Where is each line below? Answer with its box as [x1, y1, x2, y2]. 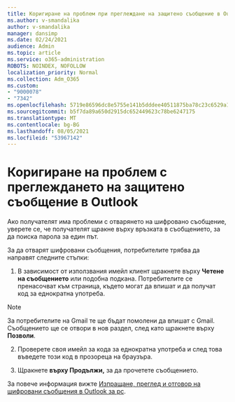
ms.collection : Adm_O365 [7, 75, 80, 83]
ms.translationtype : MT [7, 114, 77, 121]
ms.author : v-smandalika [7, 17, 80, 24]
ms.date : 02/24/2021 [7, 36, 68, 43]
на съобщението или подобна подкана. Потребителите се [17, 274, 193, 283]
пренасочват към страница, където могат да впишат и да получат [17, 282, 216, 290]
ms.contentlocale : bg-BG [7, 121, 80, 128]
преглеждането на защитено [7, 180, 185, 195]
